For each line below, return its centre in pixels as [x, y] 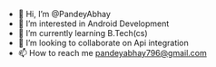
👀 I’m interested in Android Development [93, 24]
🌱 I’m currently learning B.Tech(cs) [83, 33]
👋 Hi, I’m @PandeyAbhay [64, 14]
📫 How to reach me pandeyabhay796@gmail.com [112, 53]
